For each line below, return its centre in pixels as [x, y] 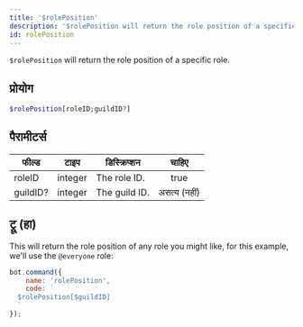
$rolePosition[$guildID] [64, 297]
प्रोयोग [22, 88]
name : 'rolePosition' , [68, 280]
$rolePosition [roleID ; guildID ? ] [70, 109]
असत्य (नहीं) [179, 192]
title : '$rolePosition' [54, 18]
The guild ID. [123, 192]
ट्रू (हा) [23, 225]
